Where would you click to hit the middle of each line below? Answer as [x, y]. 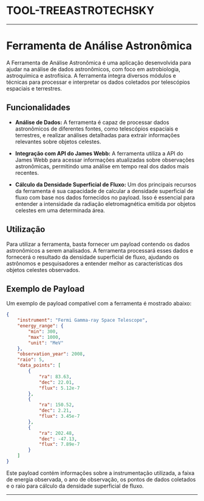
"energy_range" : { [40, 326]
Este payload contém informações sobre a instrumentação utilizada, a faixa [100, 473]
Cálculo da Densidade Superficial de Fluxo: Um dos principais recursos [106, 184]
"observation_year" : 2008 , [51, 354]
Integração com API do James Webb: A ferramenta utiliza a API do [99, 153]
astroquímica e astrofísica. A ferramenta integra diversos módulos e [91, 75]
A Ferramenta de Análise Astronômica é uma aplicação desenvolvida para [99, 63]
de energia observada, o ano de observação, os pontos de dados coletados [101, 479]
